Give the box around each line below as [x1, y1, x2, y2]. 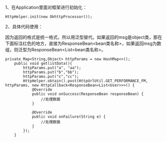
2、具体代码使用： [5, 24, 43, 29]
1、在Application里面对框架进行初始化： [5, 4, 87, 10]
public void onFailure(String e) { [31, 114, 106, 119]
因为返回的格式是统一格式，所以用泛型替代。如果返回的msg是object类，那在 [5, 34, 163, 40]
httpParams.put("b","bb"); [23, 70, 79, 75]
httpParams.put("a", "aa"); [23, 65, 81, 70]
